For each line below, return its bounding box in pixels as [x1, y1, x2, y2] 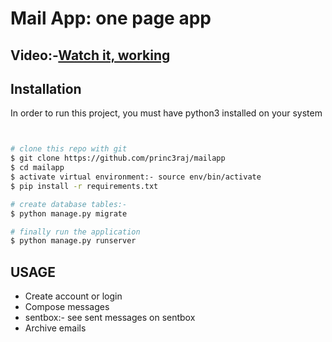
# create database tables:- [10, 199, 128, 209]
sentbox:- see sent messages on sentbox [24, 312, 196, 324]
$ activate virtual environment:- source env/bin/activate [10, 172, 262, 182]
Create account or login [24, 290, 123, 302]
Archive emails [24, 322, 87, 334]
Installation [10, 80, 82, 97]
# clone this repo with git [10, 144, 128, 154]
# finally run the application [10, 227, 141, 237]
